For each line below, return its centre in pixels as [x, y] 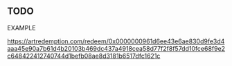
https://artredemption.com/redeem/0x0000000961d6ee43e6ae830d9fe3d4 [116, 41]
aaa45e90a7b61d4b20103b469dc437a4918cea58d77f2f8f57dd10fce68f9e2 [116, 48]
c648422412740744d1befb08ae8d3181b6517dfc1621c [84, 56]
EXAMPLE [21, 27]
